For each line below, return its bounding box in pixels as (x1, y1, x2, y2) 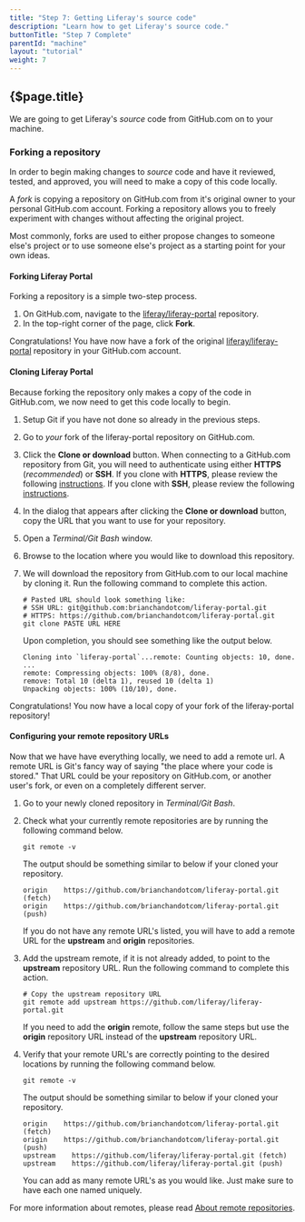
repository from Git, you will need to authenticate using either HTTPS (22, 458, 281, 469)
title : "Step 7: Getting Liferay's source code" (9, 13, 197, 23)
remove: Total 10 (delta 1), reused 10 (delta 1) (22, 676, 215, 686)
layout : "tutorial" (9, 47, 84, 56)
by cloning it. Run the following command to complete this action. (22, 577, 268, 588)
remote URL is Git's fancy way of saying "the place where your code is (9, 760, 274, 771)
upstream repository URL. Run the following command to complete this (22, 962, 290, 973)
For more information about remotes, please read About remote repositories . (9, 1202, 295, 1213)
